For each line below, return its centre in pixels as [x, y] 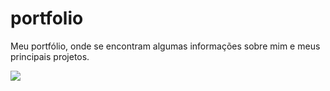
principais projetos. [50, 56]
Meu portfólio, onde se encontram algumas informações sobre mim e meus [165, 46]
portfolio [47, 18]
